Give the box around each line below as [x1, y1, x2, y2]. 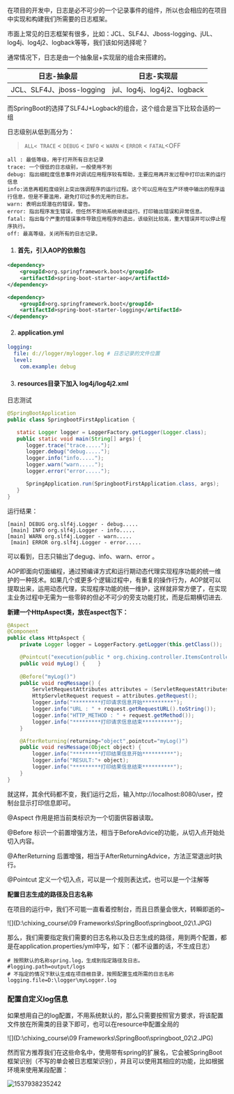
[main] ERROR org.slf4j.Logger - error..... [10, 539, 141, 546]
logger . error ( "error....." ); [25, 468, 111, 475]
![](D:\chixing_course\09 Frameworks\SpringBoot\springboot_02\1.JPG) [7, 918, 212, 927]
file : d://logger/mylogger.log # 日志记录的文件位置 [13, 350, 160, 357]
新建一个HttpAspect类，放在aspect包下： [7, 608, 129, 616]
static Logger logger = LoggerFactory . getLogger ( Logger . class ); [16, 429, 208, 436]
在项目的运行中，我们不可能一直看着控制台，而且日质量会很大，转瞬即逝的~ [7, 904, 225, 913]
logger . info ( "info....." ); [25, 455, 104, 462]
